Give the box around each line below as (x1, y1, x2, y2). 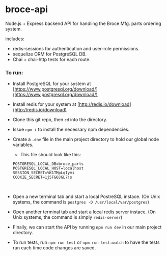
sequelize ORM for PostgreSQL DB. (12, 51, 87, 57)
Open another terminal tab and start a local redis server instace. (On (12, 209, 156, 215)
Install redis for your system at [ (12, 101, 79, 107)
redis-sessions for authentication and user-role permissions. (12, 45, 140, 51)
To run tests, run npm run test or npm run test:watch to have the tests (12, 239, 160, 245)
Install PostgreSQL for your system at (12, 80, 91, 87)
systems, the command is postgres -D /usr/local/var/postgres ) (12, 199, 149, 205)
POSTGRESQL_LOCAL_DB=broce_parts (12, 161, 84, 166)
